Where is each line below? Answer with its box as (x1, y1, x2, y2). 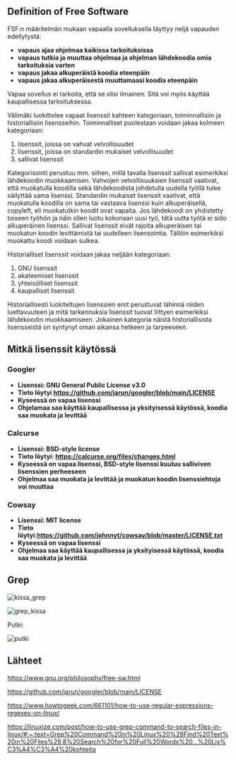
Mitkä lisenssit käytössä (7, 343, 117, 355)
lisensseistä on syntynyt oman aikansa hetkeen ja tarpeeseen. (7, 323, 189, 331)
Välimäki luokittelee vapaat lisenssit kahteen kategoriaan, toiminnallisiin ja (7, 111, 221, 119)
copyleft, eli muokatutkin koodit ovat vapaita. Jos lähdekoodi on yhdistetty (7, 206, 224, 215)
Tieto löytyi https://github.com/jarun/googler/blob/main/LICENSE (17, 388, 216, 396)
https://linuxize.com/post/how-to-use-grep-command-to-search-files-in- (7, 722, 222, 731)
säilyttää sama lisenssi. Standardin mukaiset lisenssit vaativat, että (7, 191, 201, 199)
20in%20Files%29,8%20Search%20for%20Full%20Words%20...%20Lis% (7, 737, 226, 746)
